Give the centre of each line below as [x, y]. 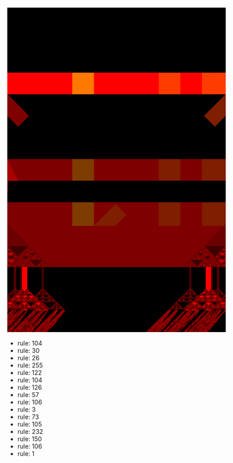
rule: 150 [29, 439]
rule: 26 [28, 358]
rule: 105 [29, 424]
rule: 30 [28, 351]
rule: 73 [28, 417]
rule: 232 [30, 432]
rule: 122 [29, 373]
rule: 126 [29, 387]
